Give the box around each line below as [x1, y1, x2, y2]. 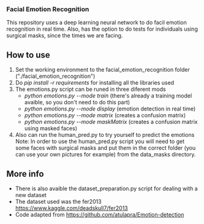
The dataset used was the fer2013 [15, 198, 102, 205]
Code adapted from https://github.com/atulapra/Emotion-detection [15, 210, 184, 218]
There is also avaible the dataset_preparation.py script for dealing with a [15, 185, 198, 192]
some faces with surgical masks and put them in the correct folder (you [15, 144, 196, 152]
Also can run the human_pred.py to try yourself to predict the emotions [15, 131, 195, 139]
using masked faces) [24, 125, 78, 132]
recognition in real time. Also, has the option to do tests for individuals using [6, 25, 198, 33]
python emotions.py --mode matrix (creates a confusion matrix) [24, 112, 186, 119]
